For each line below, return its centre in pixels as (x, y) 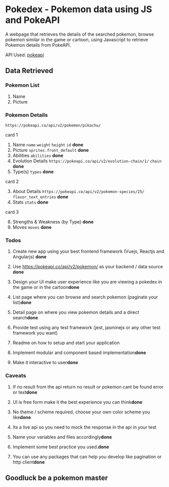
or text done (25, 392)
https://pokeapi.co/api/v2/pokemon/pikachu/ (53, 125)
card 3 (12, 212)
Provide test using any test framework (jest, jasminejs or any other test (87, 328)
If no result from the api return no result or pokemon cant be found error (88, 386)
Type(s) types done (33, 172)
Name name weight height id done (48, 144)
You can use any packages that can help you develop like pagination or (87, 457)
